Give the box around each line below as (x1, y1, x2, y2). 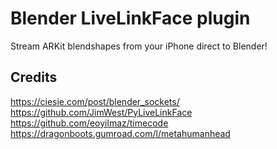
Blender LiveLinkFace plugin (10, 7, 251, 30)
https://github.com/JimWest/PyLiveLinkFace (10, 106, 193, 118)
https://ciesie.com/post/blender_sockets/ (10, 95, 180, 107)
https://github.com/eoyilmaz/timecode (10, 117, 169, 129)
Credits (10, 69, 58, 86)
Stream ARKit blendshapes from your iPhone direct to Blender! (10, 40, 268, 52)
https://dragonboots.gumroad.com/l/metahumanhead (10, 127, 231, 139)
